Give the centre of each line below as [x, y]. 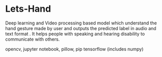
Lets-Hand [28, 9]
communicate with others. [33, 39]
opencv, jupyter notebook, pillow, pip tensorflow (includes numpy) [74, 49]
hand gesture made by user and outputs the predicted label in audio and [81, 28]
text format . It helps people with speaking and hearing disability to [75, 34]
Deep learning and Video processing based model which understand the [81, 23]
